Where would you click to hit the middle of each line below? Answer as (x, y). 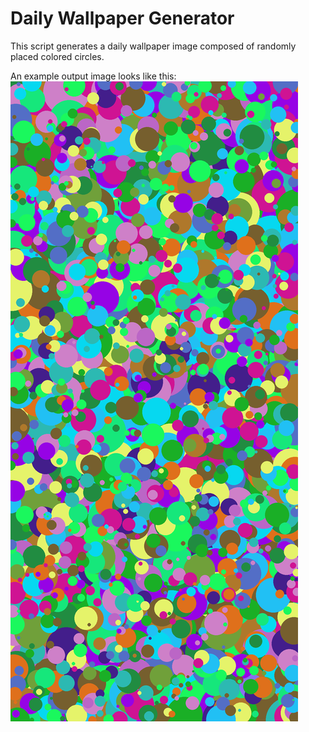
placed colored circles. (57, 56)
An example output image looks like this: (93, 76)
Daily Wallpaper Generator (122, 18)
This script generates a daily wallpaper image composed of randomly (153, 46)
